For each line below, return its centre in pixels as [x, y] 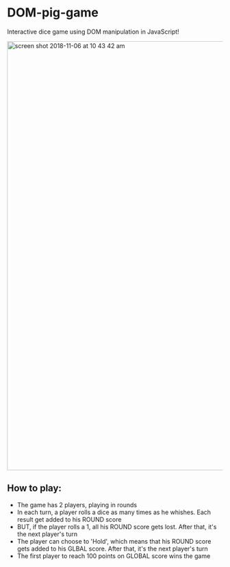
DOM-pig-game [53, 13]
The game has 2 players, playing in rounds [77, 505]
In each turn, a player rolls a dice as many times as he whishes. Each [114, 512]
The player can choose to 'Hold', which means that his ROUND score [114, 541]
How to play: [34, 488]
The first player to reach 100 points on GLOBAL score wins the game [114, 556]
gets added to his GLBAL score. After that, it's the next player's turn [112, 548]
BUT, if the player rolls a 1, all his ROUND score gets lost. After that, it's [117, 526]
